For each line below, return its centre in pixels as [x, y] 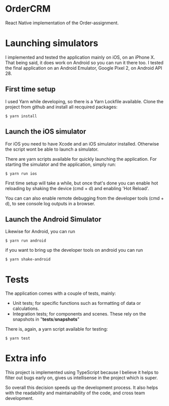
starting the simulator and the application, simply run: [61, 164]
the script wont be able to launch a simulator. [52, 149]
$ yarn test [18, 339]
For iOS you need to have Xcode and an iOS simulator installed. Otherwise [82, 144]
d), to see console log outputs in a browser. [50, 203]
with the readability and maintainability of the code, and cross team [75, 393]
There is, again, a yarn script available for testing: [57, 329]
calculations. [26, 308]
